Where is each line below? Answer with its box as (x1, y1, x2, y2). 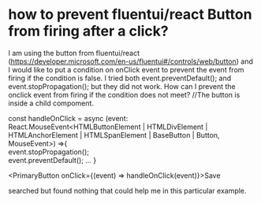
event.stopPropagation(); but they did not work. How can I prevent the (8, 81, 236, 91)
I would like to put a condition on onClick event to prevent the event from (8, 65, 244, 74)
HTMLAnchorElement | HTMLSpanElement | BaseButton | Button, (8, 130, 220, 139)
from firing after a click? (8, 22, 169, 40)
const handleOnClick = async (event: (8, 113, 129, 123)
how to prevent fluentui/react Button (8, 6, 252, 24)
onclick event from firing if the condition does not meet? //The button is (8, 90, 240, 99)
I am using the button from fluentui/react (8, 48, 140, 57)
